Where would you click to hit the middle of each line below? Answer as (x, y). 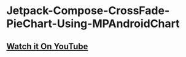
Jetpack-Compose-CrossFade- (88, 11)
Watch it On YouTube (47, 46)
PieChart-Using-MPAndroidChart (93, 24)
